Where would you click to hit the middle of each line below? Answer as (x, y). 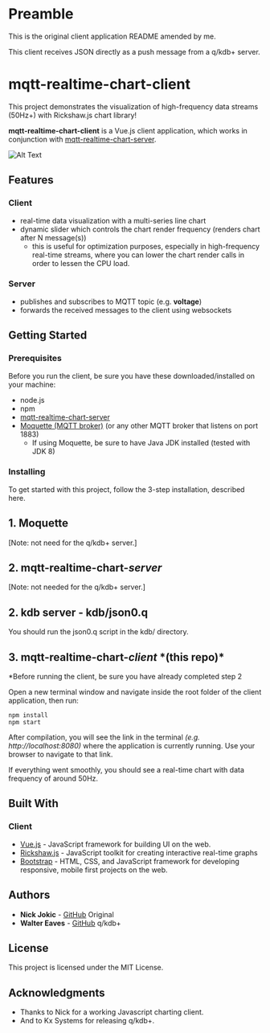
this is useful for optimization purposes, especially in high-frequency (145, 246)
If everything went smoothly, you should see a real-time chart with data (127, 770)
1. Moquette (39, 523)
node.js (33, 400)
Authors (29, 895)
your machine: (32, 384)
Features (31, 180)
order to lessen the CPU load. (81, 263)
